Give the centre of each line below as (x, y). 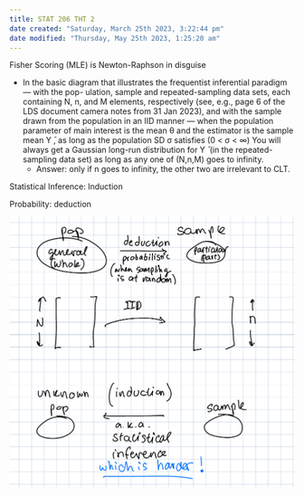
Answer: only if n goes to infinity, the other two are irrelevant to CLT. (163, 169)
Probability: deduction (51, 205)
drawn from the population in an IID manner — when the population (148, 121)
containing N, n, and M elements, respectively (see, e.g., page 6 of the (154, 102)
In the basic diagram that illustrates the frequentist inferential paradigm (155, 82)
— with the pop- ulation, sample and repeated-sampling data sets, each (157, 92)
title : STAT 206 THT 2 (52, 19)
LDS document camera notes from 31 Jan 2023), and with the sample (152, 111)
